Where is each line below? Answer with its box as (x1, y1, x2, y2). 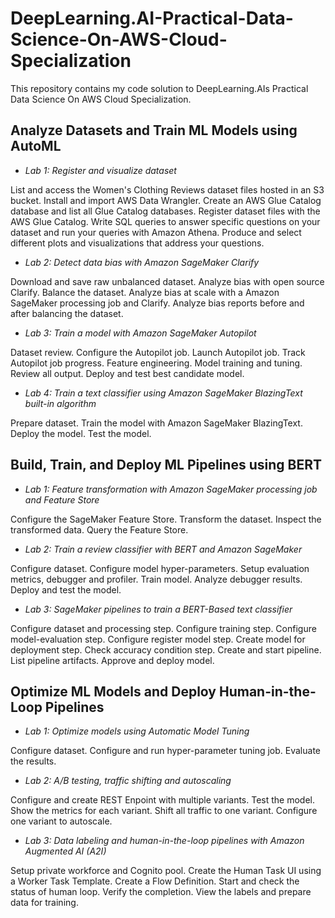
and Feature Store (24, 493, 100, 506)
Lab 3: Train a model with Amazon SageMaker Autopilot (24, 327, 257, 339)
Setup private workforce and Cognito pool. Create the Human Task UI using (10, 865, 322, 877)
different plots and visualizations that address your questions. (10, 237, 265, 249)
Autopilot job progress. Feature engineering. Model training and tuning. (10, 357, 303, 369)
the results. (10, 755, 57, 767)
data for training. (10, 897, 79, 909)
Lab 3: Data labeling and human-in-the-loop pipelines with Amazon (24, 835, 305, 847)
